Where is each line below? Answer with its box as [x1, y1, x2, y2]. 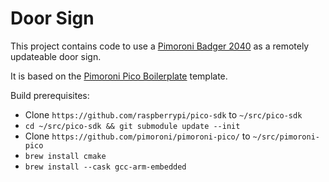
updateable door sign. [10, 50, 102, 62]
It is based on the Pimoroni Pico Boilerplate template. [10, 70, 228, 82]
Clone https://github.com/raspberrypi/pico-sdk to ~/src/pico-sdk [24, 108, 303, 121]
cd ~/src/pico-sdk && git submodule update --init [24, 121, 241, 131]
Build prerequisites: [10, 89, 90, 101]
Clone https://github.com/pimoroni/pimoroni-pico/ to [24, 130, 251, 142]
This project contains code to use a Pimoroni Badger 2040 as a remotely [10, 40, 310, 52]
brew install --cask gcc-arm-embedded [24, 162, 187, 172]
